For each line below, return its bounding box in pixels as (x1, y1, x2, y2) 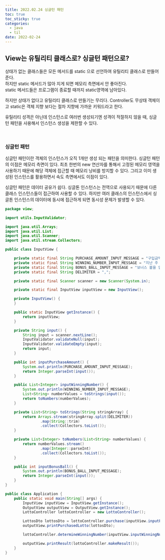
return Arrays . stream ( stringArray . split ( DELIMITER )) (23, 414, 133, 419)
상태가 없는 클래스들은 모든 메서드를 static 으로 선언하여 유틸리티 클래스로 (5, 68, 146, 74)
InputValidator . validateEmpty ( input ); (23, 341, 102, 347)
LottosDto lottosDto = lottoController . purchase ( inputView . (23, 519, 148, 523)
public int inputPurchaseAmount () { (14, 360, 89, 365)
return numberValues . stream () (23, 442, 84, 447)
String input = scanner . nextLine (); (23, 333, 98, 337)
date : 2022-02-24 (5, 35, 41, 40)
